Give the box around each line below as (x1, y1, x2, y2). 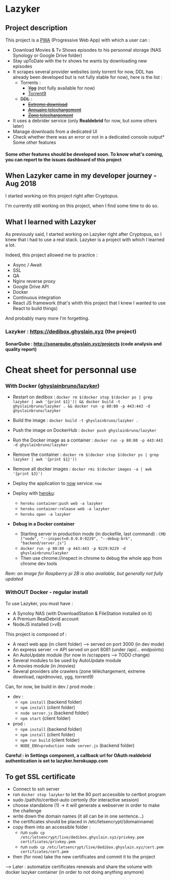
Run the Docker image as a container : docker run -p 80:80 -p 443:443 (12, 437, 163, 443)
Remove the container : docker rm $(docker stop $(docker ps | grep (12, 451, 159, 458)
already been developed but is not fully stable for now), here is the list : (12, 74, 162, 80)
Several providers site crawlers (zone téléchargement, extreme (12, 668, 145, 674)
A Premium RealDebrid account (12, 615, 79, 622)
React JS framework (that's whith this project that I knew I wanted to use (12, 300, 166, 306)
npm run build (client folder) (20, 737, 80, 743)
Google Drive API (12, 283, 50, 290)
